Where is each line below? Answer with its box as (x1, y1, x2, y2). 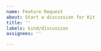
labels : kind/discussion (6, 25, 69, 31)
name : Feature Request (6, 8, 63, 15)
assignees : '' (6, 31, 42, 37)
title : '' (6, 20, 31, 26)
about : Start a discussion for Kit (6, 14, 96, 20)
